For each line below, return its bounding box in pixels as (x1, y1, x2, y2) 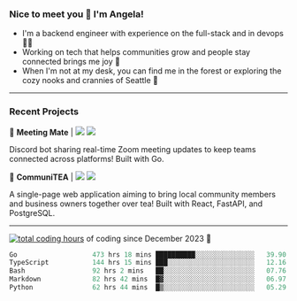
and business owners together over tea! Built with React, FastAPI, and (9, 198, 263, 209)
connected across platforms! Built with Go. (9, 153, 165, 164)
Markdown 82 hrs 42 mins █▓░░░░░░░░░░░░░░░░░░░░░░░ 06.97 (9, 274, 287, 284)
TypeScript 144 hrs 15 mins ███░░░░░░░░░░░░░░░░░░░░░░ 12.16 (9, 259, 287, 267)
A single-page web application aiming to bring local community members (9, 189, 277, 199)
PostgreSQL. (9, 207, 56, 218)
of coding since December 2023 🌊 (86, 233, 212, 243)
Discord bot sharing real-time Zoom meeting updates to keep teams (9, 143, 256, 154)
